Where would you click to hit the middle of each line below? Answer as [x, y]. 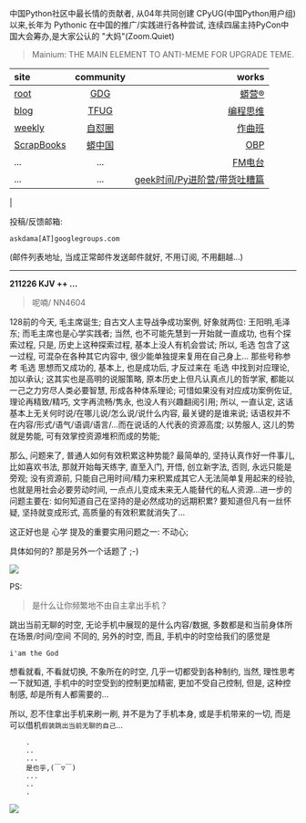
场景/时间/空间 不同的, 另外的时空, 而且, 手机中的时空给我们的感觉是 [143, 636]
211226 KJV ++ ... [44, 284]
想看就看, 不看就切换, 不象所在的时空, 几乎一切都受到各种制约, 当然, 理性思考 [153, 672]
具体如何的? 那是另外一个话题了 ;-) [74, 551]
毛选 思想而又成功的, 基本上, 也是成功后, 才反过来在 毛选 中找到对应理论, [154, 367]
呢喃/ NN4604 [59, 302]
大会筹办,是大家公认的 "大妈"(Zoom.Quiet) [96, 36]
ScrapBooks [40, 145]
